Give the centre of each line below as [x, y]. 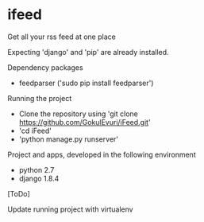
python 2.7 [37, 169]
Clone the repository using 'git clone [78, 114]
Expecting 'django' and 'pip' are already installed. [88, 52]
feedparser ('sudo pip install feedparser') [86, 83]
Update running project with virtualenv [70, 209]
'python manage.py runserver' [69, 139]
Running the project [40, 98]
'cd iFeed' [35, 130]
